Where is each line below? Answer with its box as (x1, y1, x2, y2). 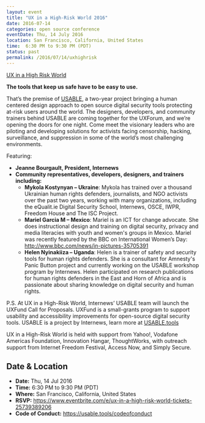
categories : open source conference (6, 26, 100, 32)
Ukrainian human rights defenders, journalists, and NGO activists (24, 190, 188, 197)
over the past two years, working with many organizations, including (24, 196, 197, 204)
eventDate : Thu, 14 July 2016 (6, 32, 84, 38)
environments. (6, 140, 43, 147)
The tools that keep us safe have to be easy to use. (6, 83, 138, 90)
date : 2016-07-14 (6, 20, 51, 26)
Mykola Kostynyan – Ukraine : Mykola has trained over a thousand (24, 183, 192, 191)
